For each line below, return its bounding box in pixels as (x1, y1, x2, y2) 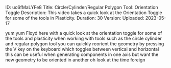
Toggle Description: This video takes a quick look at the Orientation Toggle (5, 10, 162, 16)
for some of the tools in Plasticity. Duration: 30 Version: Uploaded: (5, 15, 144, 21)
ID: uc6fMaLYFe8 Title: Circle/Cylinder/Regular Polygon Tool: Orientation (5, 5, 158, 10)
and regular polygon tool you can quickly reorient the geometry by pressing (5, 41, 164, 47)
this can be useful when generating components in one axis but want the (5, 51, 159, 57)
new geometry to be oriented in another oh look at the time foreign (5, 57, 145, 62)
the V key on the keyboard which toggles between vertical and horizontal (5, 46, 159, 52)
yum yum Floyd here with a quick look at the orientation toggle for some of (5, 30, 162, 36)
